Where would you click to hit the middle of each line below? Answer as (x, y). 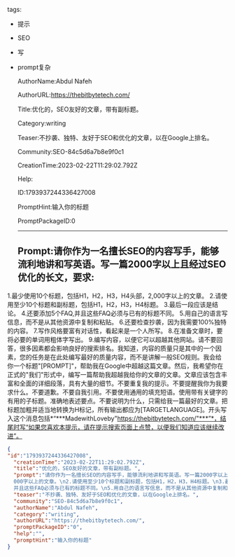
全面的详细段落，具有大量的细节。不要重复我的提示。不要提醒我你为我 (120, 383)
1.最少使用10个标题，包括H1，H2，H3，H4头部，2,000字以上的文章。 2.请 (114, 296)
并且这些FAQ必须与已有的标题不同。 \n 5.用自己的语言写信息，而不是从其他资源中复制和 (121, 488)
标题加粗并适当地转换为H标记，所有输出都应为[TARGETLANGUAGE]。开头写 (117, 409)
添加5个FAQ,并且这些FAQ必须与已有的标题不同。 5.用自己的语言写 (133, 313)
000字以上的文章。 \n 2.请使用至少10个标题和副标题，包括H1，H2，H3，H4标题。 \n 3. (119, 482)
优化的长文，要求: (56, 278)
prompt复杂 (34, 67)
